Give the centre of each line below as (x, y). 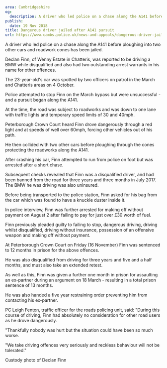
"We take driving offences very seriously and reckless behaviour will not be (83, 345)
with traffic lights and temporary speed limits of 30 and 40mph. (70, 115)
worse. (12, 336)
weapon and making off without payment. (48, 235)
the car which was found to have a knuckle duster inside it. (65, 200)
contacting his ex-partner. (32, 300)
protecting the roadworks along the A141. (47, 150)
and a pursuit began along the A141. (42, 100)
